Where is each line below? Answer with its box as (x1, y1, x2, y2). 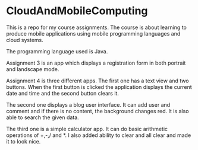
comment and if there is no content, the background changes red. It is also (6, 107, 189, 114)
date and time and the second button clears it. (6, 90, 119, 97)
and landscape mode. (6, 65, 59, 72)
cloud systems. (6, 36, 43, 43)
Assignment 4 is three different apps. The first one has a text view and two (6, 77, 189, 84)
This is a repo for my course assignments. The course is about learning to (6, 24, 187, 31)
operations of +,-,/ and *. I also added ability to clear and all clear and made (6, 132, 191, 139)
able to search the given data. (6, 114, 79, 121)
